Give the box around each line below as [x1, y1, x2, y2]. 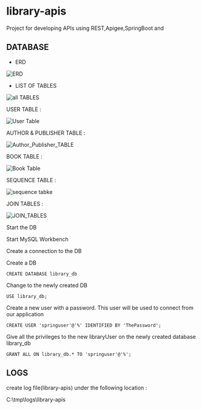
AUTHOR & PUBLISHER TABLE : [6, 129, 86, 137]
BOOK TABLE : [6, 152, 42, 160]
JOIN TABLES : [6, 200, 44, 207]
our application [6, 310, 44, 318]
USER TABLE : [6, 105, 41, 113]
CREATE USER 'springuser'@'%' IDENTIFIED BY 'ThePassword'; [6, 322, 162, 329]
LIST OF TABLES [15, 82, 57, 89]
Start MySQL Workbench [6, 235, 69, 243]
